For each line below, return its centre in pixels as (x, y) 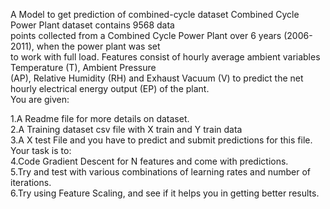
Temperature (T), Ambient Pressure (83, 67)
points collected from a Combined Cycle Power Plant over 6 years (146, 35)
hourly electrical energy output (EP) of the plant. (110, 88)
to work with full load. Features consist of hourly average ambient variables (165, 57)
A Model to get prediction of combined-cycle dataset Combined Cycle (155, 14)
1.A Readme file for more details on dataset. (100, 118)
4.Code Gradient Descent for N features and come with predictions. (149, 161)
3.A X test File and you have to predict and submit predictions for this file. (161, 140)
